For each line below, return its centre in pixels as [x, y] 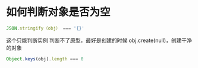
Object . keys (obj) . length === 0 [45, 59]
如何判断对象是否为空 [59, 12]
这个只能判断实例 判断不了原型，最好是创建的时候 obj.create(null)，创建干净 [99, 40]
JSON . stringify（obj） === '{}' [45, 28]
